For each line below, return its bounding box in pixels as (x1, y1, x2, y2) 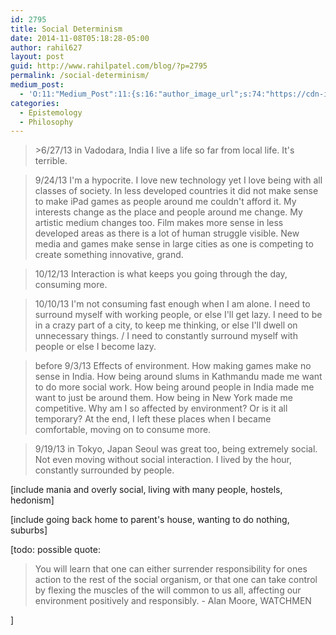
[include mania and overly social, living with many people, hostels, (10, 484, 283, 496)
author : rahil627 (10, 42, 83, 53)
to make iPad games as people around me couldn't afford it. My (34, 196, 297, 208)
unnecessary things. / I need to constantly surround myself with (34, 330, 298, 342)
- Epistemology (19, 107, 83, 118)
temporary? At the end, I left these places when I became (34, 413, 272, 425)
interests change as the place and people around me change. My (34, 206, 303, 218)
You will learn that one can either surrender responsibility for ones (34, 563, 308, 575)
